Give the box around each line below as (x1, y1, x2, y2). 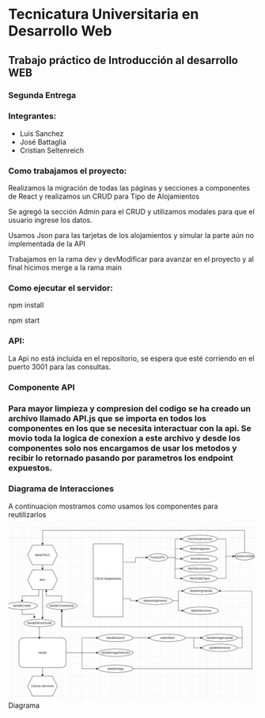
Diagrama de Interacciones (8, 483, 115, 494)
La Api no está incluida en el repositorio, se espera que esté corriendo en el (8, 353, 255, 363)
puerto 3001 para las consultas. (8, 361, 112, 372)
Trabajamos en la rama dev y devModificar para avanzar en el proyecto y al (8, 255, 255, 264)
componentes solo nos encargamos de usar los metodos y (8, 442, 237, 453)
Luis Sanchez (19, 128, 64, 138)
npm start (8, 316, 40, 325)
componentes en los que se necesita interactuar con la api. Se (8, 422, 252, 433)
